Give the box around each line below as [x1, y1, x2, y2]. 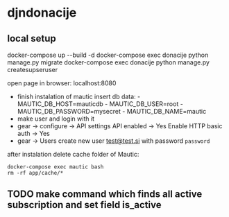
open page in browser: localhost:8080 [7, 79, 117, 87]
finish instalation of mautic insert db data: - [17, 92, 141, 101]
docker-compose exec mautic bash [7, 164, 104, 171]
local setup [7, 33, 57, 44]
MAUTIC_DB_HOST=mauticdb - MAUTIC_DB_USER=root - [17, 100, 184, 108]
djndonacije [7, 5, 77, 21]
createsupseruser [7, 66, 58, 73]
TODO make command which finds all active [7, 189, 203, 200]
